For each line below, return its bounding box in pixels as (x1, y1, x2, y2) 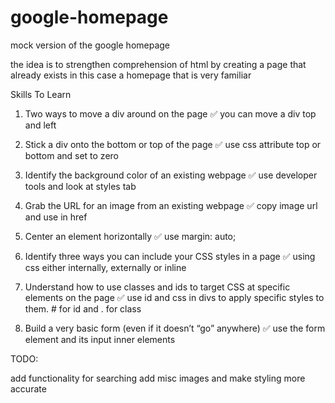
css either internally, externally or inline (24, 261, 187, 273)
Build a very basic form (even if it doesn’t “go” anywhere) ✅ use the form (24, 322, 326, 334)
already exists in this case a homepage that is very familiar (10, 69, 252, 81)
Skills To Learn (10, 88, 72, 100)
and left (24, 119, 57, 131)
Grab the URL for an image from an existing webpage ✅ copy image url (24, 199, 318, 211)
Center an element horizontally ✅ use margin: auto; (24, 230, 237, 242)
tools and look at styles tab (24, 180, 137, 192)
